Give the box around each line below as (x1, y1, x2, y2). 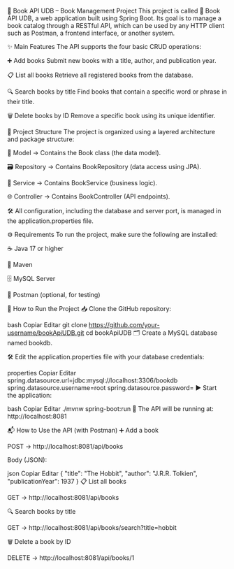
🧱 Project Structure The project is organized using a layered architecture (7, 128, 216, 136)
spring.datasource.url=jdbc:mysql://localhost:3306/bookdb (7, 376, 178, 384)
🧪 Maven (7, 261, 33, 268)
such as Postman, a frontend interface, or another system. (7, 29, 175, 37)
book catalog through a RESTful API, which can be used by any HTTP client (7, 22, 225, 29)
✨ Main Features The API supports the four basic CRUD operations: (7, 43, 201, 50)
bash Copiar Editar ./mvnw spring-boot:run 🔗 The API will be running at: (7, 405, 214, 412)
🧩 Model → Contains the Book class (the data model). (7, 149, 161, 157)
